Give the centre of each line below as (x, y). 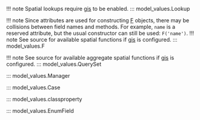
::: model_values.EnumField (40, 111)
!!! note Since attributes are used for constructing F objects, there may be (98, 20)
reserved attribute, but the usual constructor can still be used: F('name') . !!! (100, 33)
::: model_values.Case (33, 87)
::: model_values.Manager (38, 76)
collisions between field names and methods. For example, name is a (91, 27)
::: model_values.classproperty (44, 99)
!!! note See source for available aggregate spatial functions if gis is (90, 58)
